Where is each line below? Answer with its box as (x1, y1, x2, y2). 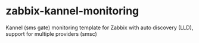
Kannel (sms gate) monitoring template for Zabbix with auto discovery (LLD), (5, 24, 194, 31)
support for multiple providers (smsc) (5, 30, 98, 37)
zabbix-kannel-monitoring (5, 4, 139, 18)
